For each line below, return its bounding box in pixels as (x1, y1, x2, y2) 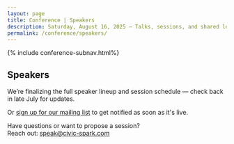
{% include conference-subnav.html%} (7, 49, 120, 57)
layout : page (7, 10, 45, 17)
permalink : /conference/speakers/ (7, 29, 108, 37)
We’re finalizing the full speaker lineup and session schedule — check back (7, 88, 224, 96)
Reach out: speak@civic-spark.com (7, 129, 110, 138)
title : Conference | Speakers (7, 17, 95, 24)
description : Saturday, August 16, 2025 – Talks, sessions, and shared (7, 23, 219, 30)
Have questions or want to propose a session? (7, 122, 141, 130)
